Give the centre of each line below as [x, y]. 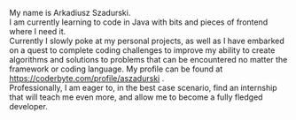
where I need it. [38, 31]
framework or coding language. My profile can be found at [116, 69]
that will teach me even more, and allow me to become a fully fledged [136, 97]
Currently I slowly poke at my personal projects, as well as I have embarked [147, 41]
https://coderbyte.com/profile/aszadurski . [87, 78]
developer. [29, 106]
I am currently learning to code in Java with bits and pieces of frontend [139, 22]
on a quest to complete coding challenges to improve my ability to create [142, 50]
